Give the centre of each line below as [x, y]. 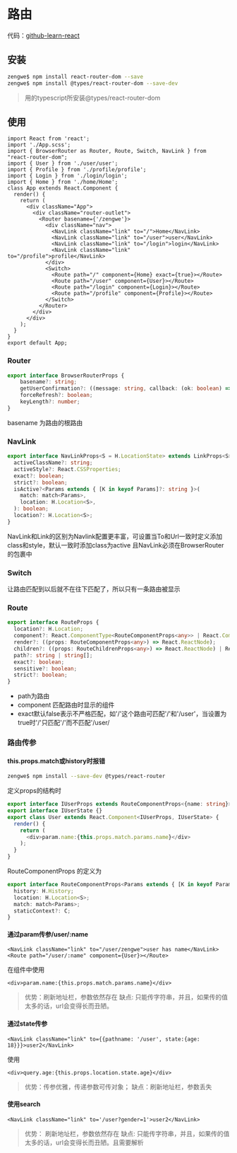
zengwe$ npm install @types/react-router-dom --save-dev [93, 83]
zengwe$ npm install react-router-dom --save [75, 76]
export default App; [38, 343]
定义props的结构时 [34, 791]
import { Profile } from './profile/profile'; [77, 170]
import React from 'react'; [49, 139]
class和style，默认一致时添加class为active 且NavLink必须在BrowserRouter [116, 545]
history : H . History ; [44, 891]
